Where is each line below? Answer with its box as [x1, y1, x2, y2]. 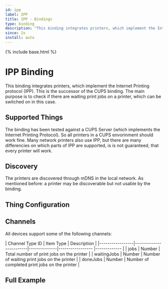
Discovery [5, 162, 38, 171]
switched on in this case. [5, 98, 56, 105]
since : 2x [5, 30, 26, 35]
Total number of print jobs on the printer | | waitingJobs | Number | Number [5, 251, 160, 257]
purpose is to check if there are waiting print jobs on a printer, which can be [5, 93, 161, 99]
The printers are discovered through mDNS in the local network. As [5, 175, 144, 181]
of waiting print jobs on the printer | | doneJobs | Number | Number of [5, 256, 149, 262]
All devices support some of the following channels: [5, 231, 112, 237]
